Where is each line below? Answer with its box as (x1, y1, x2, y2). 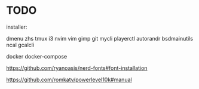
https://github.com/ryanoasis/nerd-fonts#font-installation (6, 64, 148, 72)
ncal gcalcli (6, 41, 35, 48)
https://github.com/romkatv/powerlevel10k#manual (6, 76, 133, 83)
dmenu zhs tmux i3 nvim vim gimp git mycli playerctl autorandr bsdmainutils (6, 35, 193, 42)
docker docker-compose (6, 53, 68, 60)
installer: (6, 23, 27, 30)
